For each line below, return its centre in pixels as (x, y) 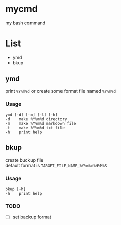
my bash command (25, 23)
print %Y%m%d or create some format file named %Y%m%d (60, 91)
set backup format (32, 217)
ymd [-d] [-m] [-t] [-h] (32, 115)
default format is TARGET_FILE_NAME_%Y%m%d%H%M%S (56, 165)
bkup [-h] (16, 189)
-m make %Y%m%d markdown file (41, 123)
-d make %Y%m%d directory (36, 119)
